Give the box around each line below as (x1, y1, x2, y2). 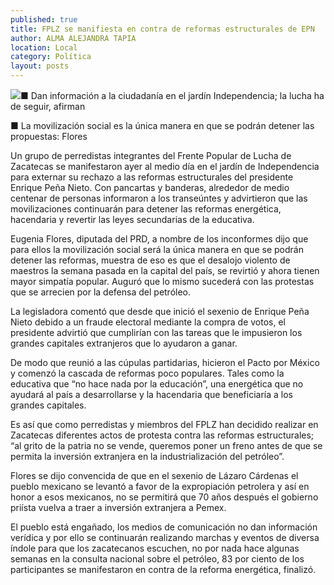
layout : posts (10, 61, 70, 71)
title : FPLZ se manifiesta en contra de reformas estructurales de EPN (10, 24, 315, 34)
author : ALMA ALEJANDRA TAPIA (10, 33, 137, 43)
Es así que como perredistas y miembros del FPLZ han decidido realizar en (10, 419, 319, 430)
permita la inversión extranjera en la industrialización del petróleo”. (10, 451, 285, 462)
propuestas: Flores (10, 131, 88, 142)
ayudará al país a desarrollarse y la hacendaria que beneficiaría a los (10, 389, 293, 400)
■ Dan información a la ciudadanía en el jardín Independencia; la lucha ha (20, 90, 325, 101)
